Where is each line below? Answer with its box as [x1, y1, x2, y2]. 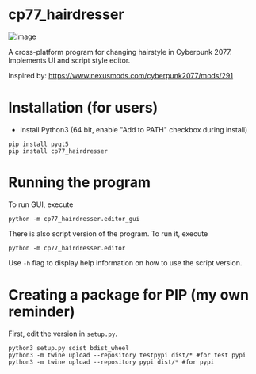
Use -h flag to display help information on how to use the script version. [8, 258, 243, 267]
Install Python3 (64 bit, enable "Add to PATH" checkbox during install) [19, 124, 248, 134]
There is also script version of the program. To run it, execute [8, 228, 208, 239]
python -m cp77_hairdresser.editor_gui [8, 215, 140, 223]
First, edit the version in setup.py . [8, 329, 117, 338]
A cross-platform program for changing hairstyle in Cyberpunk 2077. [8, 47, 232, 56]
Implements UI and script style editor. [8, 55, 131, 65]
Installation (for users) [8, 99, 159, 116]
